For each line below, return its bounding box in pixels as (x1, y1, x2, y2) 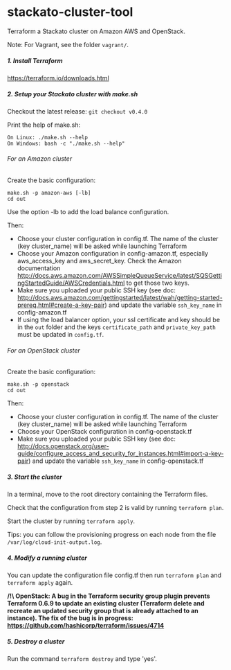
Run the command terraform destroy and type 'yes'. (7, 655, 158, 663)
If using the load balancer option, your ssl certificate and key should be (17, 316, 220, 324)
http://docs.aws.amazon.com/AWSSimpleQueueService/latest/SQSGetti (17, 272, 223, 280)
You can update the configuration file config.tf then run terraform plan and (7, 571, 221, 579)
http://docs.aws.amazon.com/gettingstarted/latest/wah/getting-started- (17, 294, 223, 302)
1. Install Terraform (7, 56, 63, 64)
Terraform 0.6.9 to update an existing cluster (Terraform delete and (7, 599, 205, 608)
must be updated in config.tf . (17, 330, 104, 339)
